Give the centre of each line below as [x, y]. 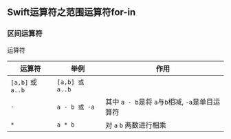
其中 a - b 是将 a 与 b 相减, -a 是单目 [159, 102]
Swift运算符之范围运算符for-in [71, 12]
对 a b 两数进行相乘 [136, 125]
